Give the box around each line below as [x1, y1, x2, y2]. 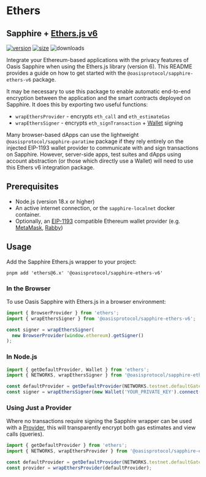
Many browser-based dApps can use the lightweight [6, 131, 139, 138]
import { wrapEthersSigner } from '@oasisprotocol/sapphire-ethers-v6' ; [6, 316, 196, 322]
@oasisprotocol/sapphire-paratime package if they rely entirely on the [6, 138, 184, 145]
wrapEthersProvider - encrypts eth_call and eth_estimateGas [15, 113, 170, 120]
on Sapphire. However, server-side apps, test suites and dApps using [6, 151, 181, 158]
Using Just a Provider [6, 403, 72, 412]
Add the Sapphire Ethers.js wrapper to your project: [6, 258, 137, 265]
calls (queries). [6, 430, 44, 438]
